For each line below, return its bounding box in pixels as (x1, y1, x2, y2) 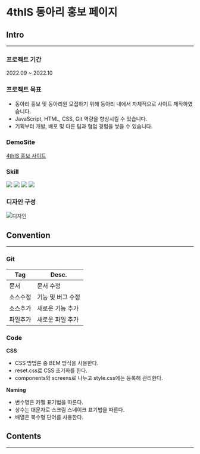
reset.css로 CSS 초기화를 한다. (14, 367, 88, 374)
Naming (6, 386, 26, 393)
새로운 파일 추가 (36, 315, 79, 323)
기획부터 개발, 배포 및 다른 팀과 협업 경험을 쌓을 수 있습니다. (14, 122, 153, 130)
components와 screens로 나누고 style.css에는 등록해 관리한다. (14, 374, 163, 381)
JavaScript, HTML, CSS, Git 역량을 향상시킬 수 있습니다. (14, 115, 148, 122)
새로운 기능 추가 (36, 304, 79, 312)
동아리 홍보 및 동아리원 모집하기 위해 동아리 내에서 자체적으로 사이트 (14, 100, 173, 108)
